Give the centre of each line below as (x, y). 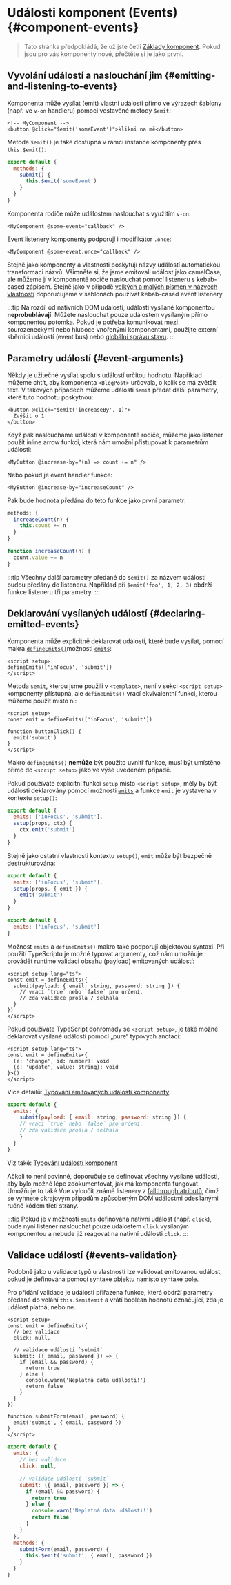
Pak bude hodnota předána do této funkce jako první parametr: (97, 500)
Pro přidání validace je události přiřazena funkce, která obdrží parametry (110, 1293)
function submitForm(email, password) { (66, 1417)
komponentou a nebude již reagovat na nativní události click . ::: (98, 1233)
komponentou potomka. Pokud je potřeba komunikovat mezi (92, 322)
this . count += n (43, 526)
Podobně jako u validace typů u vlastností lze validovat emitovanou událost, (114, 1272)
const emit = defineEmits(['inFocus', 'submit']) (80, 719)
